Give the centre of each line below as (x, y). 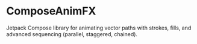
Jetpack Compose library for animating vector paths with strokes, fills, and (99, 28)
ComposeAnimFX (51, 11)
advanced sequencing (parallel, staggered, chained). (72, 34)
